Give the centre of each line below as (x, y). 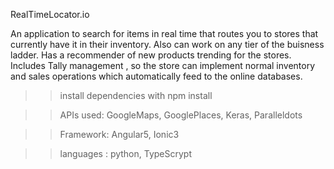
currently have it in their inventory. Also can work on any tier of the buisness (167, 44)
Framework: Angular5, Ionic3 (119, 134)
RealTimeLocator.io (50, 14)
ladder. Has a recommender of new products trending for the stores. (151, 55)
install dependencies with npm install (136, 95)
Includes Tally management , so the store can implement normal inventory (163, 65)
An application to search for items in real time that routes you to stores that (164, 33)
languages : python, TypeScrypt (126, 153)
